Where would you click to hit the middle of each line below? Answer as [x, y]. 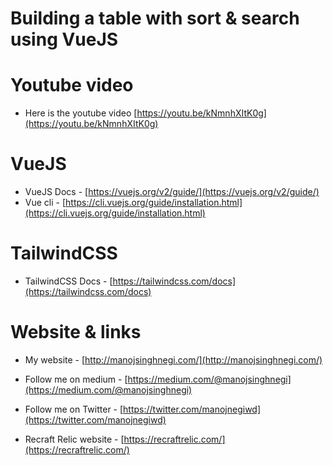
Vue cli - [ [45, 203]
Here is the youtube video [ [81, 113]
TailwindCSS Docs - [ [68, 281]
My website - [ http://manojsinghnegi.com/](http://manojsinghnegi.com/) [173, 359]
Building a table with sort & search [155, 18]
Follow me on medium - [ [76, 379]
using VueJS [64, 39]
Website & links [76, 332]
